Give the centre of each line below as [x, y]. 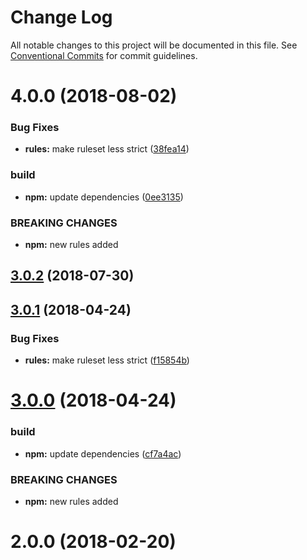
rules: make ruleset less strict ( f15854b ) [107, 360]
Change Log [61, 17]
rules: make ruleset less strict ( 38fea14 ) [107, 149]
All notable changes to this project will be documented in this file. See [154, 45]
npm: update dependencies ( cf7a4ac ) [103, 453]
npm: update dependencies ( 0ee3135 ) [104, 197]
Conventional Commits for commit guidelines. [104, 55]
